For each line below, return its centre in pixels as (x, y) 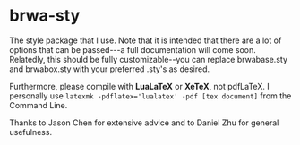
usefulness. (30, 132)
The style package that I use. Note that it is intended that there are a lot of (146, 40)
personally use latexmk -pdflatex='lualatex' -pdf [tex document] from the (150, 96)
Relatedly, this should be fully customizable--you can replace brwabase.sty (149, 59)
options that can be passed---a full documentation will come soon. (133, 49)
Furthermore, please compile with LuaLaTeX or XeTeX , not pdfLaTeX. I (140, 86)
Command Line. (39, 105)
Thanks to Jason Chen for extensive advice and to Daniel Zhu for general (144, 123)
